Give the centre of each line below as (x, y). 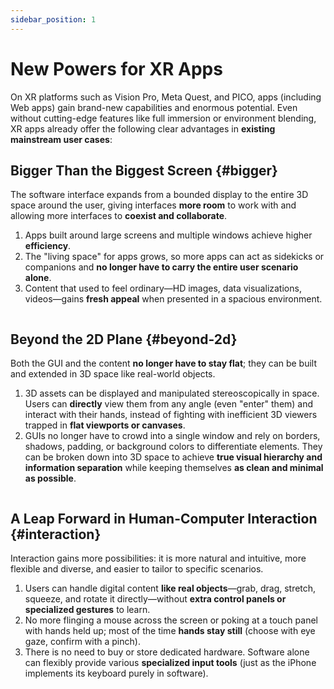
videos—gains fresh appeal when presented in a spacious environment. (173, 299)
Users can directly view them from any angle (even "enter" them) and (169, 404)
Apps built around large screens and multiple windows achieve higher (168, 235)
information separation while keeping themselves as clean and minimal (174, 468)
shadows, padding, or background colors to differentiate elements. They (173, 447)
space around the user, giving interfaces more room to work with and (153, 205)
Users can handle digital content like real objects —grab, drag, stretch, (170, 588)
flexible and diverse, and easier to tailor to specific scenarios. (137, 569)
